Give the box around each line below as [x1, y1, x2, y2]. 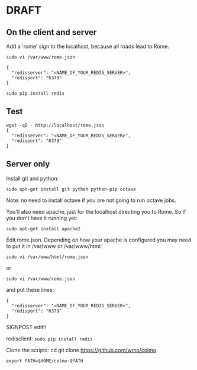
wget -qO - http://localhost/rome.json [6, 122, 105, 128]
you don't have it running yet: [6, 214, 78, 221]
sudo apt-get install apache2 [6, 226, 81, 231]
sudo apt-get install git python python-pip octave [6, 186, 136, 192]
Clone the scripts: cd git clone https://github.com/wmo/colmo [6, 346, 157, 353]
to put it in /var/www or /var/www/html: [6, 242, 102, 249]
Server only [6, 159, 50, 169]
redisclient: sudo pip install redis [6, 335, 93, 342]
